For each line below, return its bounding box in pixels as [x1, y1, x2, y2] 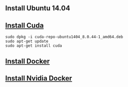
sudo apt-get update [5, 39, 49, 44]
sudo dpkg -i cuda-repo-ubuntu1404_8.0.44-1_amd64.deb [5, 35, 123, 40]
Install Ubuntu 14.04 [5, 4, 70, 13]
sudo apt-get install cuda [5, 43, 62, 48]
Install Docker [5, 57, 50, 65]
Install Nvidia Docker [5, 74, 72, 82]
